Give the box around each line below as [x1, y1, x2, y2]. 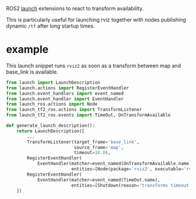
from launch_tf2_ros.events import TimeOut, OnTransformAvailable [6, 112, 171, 118]
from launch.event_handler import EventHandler [6, 96, 124, 102]
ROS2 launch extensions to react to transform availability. [6, 5, 144, 12]
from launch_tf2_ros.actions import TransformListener [6, 107, 142, 113]
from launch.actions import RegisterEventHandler [6, 85, 129, 91]
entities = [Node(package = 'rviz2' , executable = [71, 166, 184, 172]
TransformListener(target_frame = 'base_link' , [27, 139, 140, 145]
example [6, 43, 49, 56]
